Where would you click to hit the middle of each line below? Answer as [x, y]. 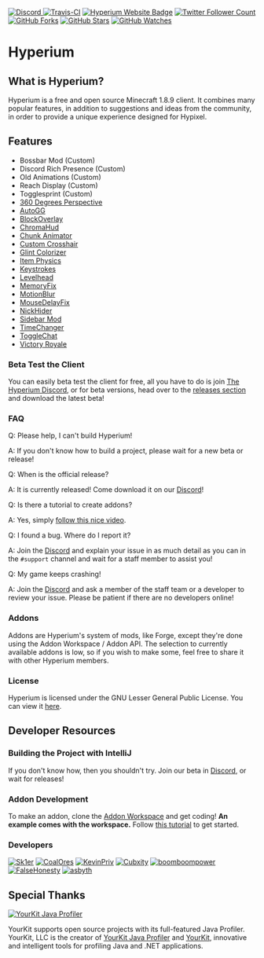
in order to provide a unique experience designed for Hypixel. [108, 117]
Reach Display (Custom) [59, 185]
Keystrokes [38, 269]
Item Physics [40, 260]
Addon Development [48, 799]
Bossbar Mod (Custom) [57, 160]
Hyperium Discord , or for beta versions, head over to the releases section [127, 390]
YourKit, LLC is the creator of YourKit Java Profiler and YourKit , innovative [128, 938]
